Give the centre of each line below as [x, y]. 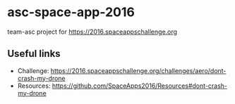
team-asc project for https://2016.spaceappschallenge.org [92, 32]
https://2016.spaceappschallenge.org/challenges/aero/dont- [138, 70]
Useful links [34, 54]
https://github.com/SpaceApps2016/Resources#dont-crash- [140, 86]
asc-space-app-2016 [71, 12]
